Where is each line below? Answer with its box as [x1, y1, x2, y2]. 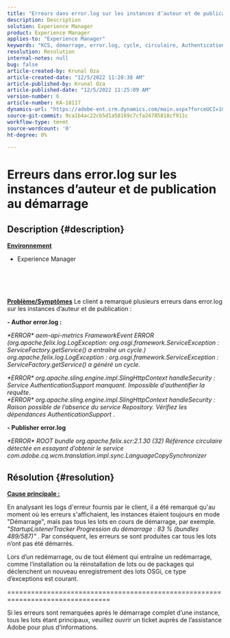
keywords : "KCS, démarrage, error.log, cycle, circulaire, [7, 42, 179, 49]
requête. [7, 389, 31, 397]
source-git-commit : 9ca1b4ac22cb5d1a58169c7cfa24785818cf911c [7, 112, 188, 119]
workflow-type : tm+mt [7, 118, 69, 126]
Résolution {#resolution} [7, 471, 115, 483]
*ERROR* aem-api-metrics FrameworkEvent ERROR [7, 331, 154, 340]
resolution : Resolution [7, 49, 75, 56]
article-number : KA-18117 [7, 100, 81, 106]
